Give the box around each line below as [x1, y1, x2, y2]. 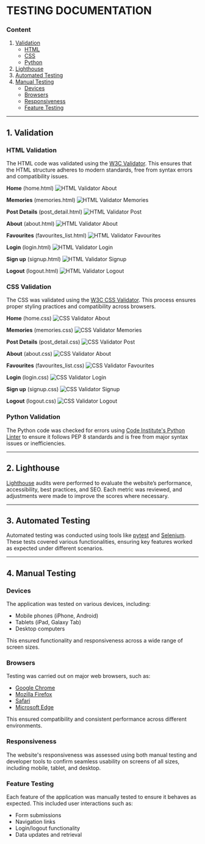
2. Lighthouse [6, 463, 60, 474]
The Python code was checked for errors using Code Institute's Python [6, 427, 185, 434]
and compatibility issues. [6, 173, 69, 180]
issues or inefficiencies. [6, 439, 66, 447]
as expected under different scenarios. [6, 544, 104, 552]
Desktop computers [15, 625, 65, 632]
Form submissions [15, 811, 62, 818]
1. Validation [6, 128, 54, 138]
